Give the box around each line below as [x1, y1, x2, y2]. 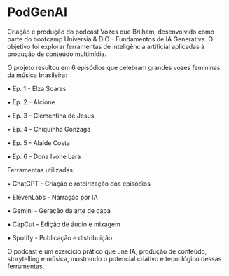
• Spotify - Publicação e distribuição [7, 233, 113, 242]
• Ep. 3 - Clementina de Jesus [7, 111, 95, 120]
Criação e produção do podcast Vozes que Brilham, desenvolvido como [7, 27, 215, 36]
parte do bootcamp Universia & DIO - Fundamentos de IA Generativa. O [7, 34, 214, 43]
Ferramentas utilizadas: [7, 165, 75, 174]
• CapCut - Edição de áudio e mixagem [7, 220, 120, 228]
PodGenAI [7, 4, 68, 20]
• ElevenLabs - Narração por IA [7, 193, 98, 201]
